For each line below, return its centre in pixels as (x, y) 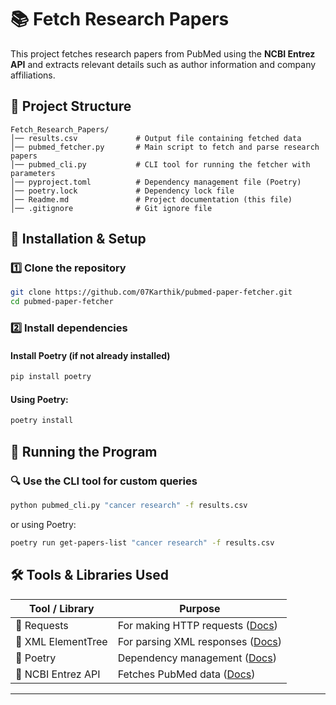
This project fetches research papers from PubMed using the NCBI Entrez (163, 53)
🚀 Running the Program (84, 451)
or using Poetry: (43, 524)
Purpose (200, 608)
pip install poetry (51, 377)
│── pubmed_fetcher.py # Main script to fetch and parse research (165, 147)
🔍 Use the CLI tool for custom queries (104, 481)
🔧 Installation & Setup (78, 239)
